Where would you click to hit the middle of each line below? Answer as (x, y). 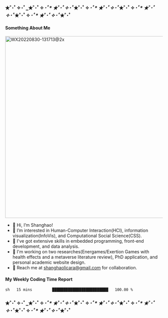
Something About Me (28, 28)
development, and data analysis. (46, 246)
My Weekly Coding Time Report (39, 279)
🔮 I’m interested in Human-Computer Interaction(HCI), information (80, 230)
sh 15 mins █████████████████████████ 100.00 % (69, 290)
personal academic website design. (49, 262)
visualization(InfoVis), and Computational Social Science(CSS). (77, 236)
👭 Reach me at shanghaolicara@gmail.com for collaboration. (75, 268)
